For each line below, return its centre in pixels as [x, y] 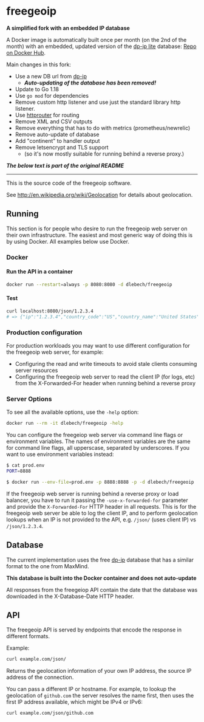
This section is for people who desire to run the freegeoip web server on [97, 229]
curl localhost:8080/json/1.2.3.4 [50, 311]
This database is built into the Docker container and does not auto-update [101, 578]
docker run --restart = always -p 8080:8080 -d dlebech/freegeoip [89, 284]
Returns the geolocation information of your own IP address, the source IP [99, 671]
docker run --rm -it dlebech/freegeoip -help [65, 424]
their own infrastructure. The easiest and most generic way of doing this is [100, 235]
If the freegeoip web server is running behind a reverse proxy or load [93, 493]
